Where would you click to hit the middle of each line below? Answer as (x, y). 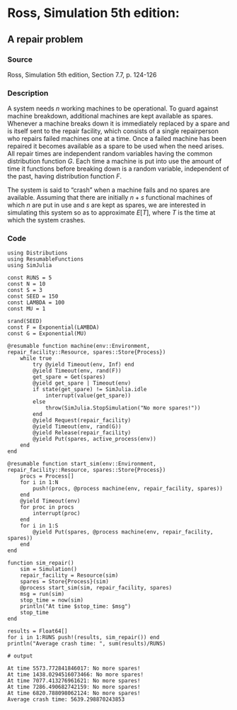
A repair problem (45, 39)
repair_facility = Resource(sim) (69, 575)
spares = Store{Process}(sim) (65, 582)
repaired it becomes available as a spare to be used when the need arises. (116, 146)
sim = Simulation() (49, 569)
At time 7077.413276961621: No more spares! (74, 681)
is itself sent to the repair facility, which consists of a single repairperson (113, 131)
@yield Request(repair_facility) (82, 421)
